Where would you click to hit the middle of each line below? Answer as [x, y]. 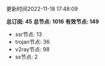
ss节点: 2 [26, 57]
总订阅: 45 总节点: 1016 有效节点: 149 [53, 22]
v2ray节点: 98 [32, 49]
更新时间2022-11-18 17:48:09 [42, 9]
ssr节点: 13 [28, 34]
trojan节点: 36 [32, 42]
